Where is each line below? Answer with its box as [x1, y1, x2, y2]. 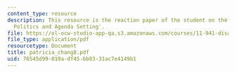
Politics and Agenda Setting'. [13, 23, 105, 30]
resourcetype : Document [7, 42, 77, 49]
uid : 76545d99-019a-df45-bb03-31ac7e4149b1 [7, 56, 137, 63]
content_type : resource [7, 10, 77, 17]
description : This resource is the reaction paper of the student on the [7, 17, 228, 24]
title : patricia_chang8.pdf [7, 49, 90, 56]
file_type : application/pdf [7, 36, 90, 43]
